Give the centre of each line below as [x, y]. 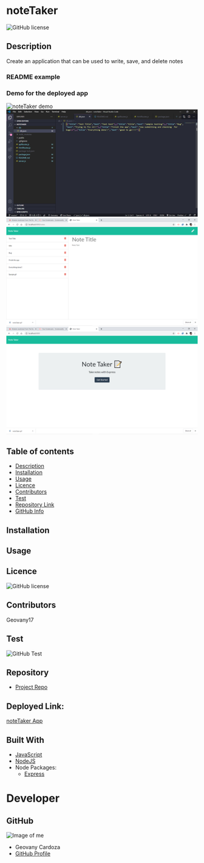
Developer [33, 798]
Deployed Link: [35, 706]
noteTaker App [25, 721]
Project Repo [31, 687]
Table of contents [40, 451]
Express [34, 774]
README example [33, 76]
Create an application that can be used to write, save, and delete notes [95, 61]
